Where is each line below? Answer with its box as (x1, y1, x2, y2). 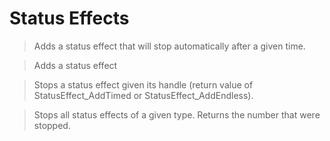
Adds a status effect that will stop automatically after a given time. (33, 40, 306, 52)
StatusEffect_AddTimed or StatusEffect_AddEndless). (33, 89, 254, 101)
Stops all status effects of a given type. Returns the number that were (33, 108, 321, 121)
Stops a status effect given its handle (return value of (33, 78, 254, 91)
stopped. (33, 119, 71, 131)
